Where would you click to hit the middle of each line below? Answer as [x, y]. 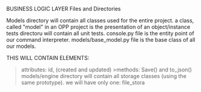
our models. [21, 46]
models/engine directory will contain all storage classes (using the [104, 76]
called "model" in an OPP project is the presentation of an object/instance [98, 27]
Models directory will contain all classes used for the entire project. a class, [100, 20]
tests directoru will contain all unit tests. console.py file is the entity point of [100, 33]
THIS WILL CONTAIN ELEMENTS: [48, 58]
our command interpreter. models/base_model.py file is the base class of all [101, 40]
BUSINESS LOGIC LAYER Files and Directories [64, 9]
